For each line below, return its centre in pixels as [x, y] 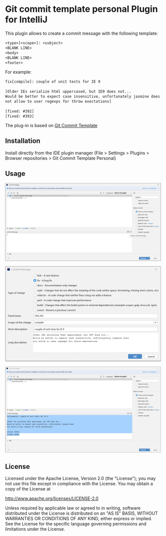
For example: [19, 72]
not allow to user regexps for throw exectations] [58, 101]
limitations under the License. [35, 529]
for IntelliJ [26, 20]
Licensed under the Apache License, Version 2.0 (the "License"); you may [81, 479]
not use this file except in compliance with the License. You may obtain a [79, 484]
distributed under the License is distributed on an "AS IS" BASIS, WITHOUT [82, 513]
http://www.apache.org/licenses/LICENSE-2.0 [52, 498]
